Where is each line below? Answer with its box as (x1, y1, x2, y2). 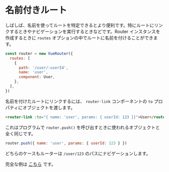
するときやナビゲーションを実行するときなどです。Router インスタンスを (9, 28, 160, 34)
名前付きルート (5, 5, 67, 16)
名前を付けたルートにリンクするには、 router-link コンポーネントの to (5, 98, 153, 104)
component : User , (18, 74, 55, 79)
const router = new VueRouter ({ (5, 51, 73, 56)
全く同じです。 (5, 130, 36, 136)
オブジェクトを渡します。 (22, 104, 75, 111)
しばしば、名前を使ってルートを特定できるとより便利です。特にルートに (5, 22, 154, 28)
